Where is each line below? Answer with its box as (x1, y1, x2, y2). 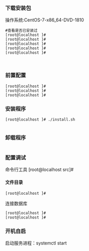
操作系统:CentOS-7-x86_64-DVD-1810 (5, 17, 84, 23)
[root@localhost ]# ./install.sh (5, 117, 75, 122)
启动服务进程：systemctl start (5, 240, 67, 246)
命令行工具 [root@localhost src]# (5, 166, 74, 173)
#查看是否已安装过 (5, 28, 38, 33)
